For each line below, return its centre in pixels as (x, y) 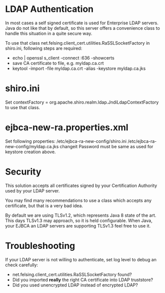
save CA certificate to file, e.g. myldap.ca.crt (58, 63)
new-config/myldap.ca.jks (32, 146)
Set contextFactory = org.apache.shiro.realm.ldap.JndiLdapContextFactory (82, 102)
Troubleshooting (40, 246)
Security (23, 172)
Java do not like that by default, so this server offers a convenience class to (82, 28)
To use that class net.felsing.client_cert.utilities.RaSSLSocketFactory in (78, 43)
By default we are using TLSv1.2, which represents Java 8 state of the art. (81, 215)
